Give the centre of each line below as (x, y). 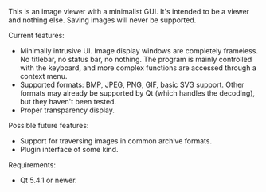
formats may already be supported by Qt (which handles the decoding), (137, 93)
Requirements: (32, 165)
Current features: (37, 35)
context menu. (43, 76)
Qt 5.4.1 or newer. (48, 180)
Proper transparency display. (67, 110)
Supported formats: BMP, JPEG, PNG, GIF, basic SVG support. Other (132, 84)
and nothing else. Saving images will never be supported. (102, 20)
